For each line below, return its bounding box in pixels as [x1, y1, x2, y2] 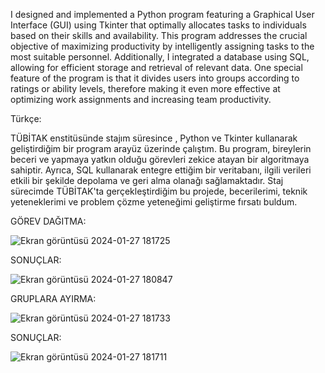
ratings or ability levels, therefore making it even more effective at [10, 83, 281, 94]
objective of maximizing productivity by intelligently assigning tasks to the [10, 40, 315, 52]
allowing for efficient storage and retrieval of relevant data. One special [10, 62, 303, 73]
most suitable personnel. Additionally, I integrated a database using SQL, [10, 51, 310, 63]
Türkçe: [10, 113, 42, 124]
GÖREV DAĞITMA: [10, 215, 87, 227]
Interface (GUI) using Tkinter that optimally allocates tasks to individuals [10, 19, 307, 31]
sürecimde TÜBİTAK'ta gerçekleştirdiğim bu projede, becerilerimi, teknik [10, 185, 308, 197]
